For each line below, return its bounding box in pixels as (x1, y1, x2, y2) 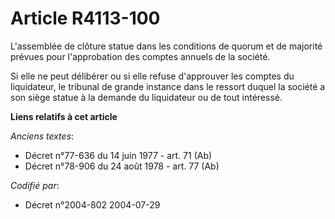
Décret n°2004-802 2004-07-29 (24, 198, 161, 211)
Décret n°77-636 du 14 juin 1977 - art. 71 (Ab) (24, 149, 213, 161)
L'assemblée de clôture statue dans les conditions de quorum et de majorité (10, 40, 323, 52)
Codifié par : (10, 179, 60, 191)
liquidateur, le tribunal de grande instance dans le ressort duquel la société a (10, 80, 326, 92)
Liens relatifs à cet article (10, 110, 118, 122)
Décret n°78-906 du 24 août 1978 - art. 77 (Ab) (24, 160, 220, 172)
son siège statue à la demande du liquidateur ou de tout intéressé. (10, 91, 283, 103)
